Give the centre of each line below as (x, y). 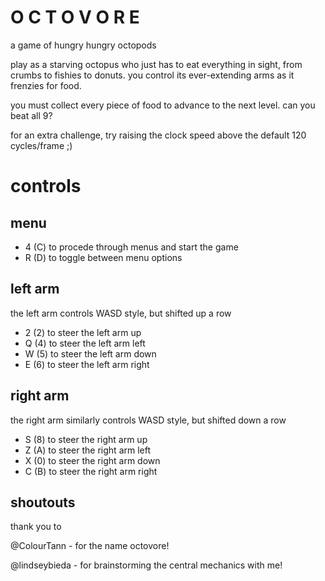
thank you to (36, 527)
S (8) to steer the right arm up (86, 439)
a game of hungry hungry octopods (83, 45)
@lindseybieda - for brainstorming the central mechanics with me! (146, 565)
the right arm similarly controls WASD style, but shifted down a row (148, 420)
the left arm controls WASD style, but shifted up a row (121, 313)
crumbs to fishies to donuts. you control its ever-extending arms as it (152, 75)
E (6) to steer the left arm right (87, 364)
